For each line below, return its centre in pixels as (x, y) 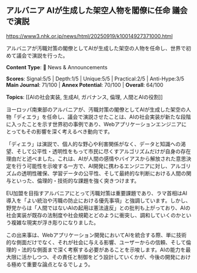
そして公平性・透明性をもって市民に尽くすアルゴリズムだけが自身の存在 (103, 151)
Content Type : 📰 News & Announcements (57, 67)
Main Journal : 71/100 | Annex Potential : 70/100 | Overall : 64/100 (85, 85)
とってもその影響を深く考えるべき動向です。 (60, 132)
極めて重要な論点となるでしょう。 (52, 264)
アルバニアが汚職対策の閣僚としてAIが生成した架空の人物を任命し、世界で (96, 48)
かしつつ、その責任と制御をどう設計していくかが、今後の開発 (101, 257)
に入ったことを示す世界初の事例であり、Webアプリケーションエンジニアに (96, 124)
